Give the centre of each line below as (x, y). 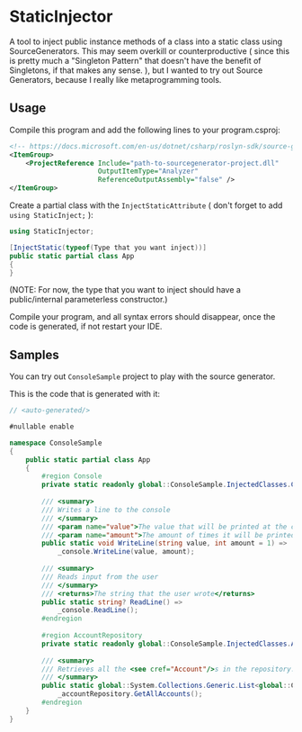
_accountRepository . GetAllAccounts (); (130, 694)
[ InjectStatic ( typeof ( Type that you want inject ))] (108, 248)
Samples (35, 354)
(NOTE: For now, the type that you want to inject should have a (125, 290)
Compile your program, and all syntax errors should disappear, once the (142, 317)
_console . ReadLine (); (98, 610)
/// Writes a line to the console (106, 510)
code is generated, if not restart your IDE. (86, 327)
